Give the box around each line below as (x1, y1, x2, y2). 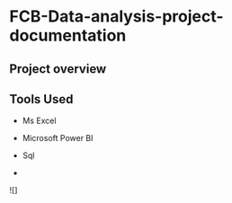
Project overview (9, 61, 107, 76)
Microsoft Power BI (22, 133, 94, 144)
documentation (9, 25, 127, 46)
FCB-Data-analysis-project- (9, 6, 224, 27)
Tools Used (9, 92, 74, 107)
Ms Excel (22, 115, 57, 127)
